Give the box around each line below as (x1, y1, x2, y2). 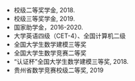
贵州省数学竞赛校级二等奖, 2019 (13, 66, 104, 74)
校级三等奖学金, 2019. (13, 14, 76, 23)
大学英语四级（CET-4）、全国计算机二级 (13, 32, 126, 40)
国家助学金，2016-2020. (13, 23, 83, 31)
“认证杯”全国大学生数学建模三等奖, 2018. (13, 58, 129, 65)
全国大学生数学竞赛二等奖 (13, 49, 87, 57)
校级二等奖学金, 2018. (13, 6, 76, 14)
